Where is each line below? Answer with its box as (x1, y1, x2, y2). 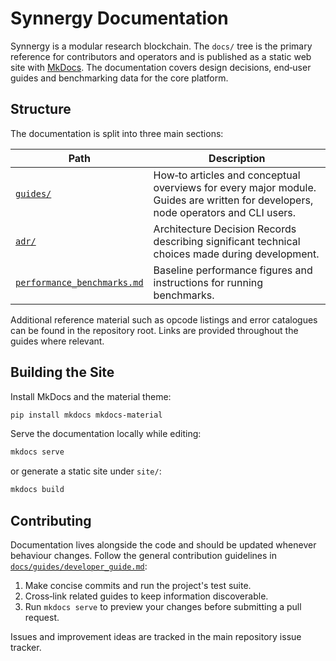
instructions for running (153, 275, 264, 289)
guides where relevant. (10, 335, 105, 347)
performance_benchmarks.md (15, 277, 144, 288)
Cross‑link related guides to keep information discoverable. (24, 590, 269, 602)
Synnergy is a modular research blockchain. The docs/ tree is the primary (10, 40, 313, 52)
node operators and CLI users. (153, 205, 297, 219)
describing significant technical (153, 234, 301, 248)
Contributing (10, 512, 92, 529)
